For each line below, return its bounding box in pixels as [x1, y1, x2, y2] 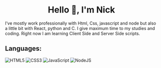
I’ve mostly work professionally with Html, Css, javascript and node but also [5, 20, 156, 26]
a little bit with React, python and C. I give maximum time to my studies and [5, 25, 155, 31]
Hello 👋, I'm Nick [48, 4, 115, 15]
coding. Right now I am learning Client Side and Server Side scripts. [5, 30, 140, 36]
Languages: [5, 44, 42, 53]
